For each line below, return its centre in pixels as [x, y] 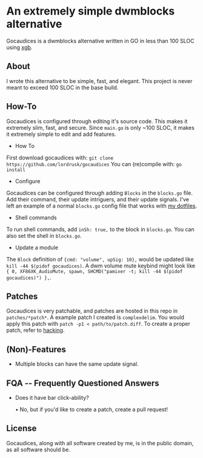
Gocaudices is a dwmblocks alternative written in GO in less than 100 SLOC [100, 41]
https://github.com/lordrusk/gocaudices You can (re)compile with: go [94, 164]
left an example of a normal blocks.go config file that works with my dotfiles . [102, 206]
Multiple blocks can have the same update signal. [77, 364]
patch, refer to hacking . [35, 330]
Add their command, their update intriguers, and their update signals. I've [98, 199]
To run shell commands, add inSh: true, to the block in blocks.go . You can [101, 229]
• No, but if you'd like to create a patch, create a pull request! [92, 409]
